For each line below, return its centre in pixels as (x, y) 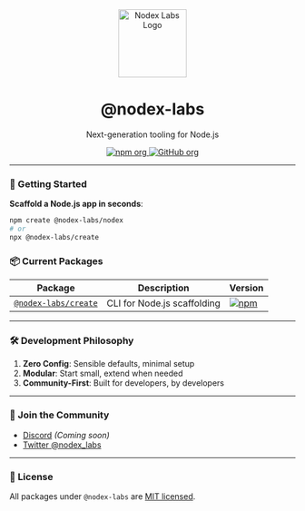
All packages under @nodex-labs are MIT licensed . (103, 496)
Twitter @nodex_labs (62, 445)
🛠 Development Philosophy (72, 341)
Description (163, 288)
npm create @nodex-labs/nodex (67, 221)
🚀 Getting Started (49, 183)
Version (246, 288)
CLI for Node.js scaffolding (163, 303)
